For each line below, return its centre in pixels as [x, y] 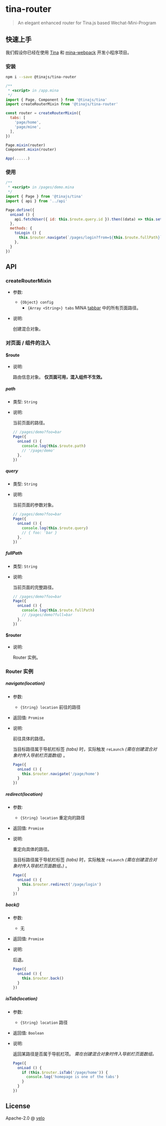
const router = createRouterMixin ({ [43, 113]
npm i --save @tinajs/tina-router [41, 77]
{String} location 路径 [44, 1022]
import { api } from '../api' [37, 201]
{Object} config [37, 302]
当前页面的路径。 [30, 423]
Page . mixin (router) [26, 145]
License [18, 1106]
